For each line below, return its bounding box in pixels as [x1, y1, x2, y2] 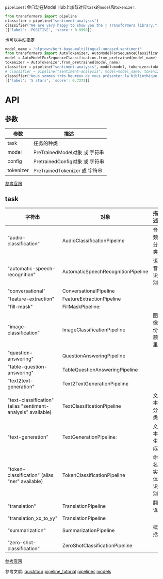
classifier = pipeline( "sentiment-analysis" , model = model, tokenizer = [5, 64, 151, 69]
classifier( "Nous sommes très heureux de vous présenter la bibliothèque [5, 73, 158, 79]
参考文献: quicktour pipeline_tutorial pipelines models [5, 569, 112, 575]
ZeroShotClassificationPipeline [62, 542, 132, 549]
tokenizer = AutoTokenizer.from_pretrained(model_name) [5, 60, 120, 65]
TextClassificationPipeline [62, 403, 121, 410]
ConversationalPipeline [62, 288, 115, 294]
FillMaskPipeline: [62, 304, 101, 310]
